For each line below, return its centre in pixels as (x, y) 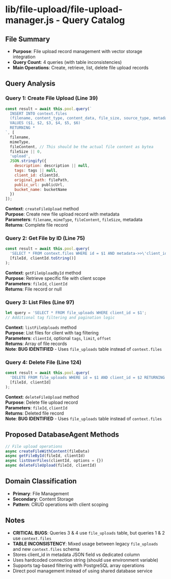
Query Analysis (31, 83)
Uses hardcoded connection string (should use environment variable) (85, 560)
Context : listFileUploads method (41, 327)
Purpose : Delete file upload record (41, 402)
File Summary (28, 39)
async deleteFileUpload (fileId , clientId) (51, 466)
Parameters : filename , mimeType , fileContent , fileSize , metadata (74, 220)
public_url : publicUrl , (40, 185)
